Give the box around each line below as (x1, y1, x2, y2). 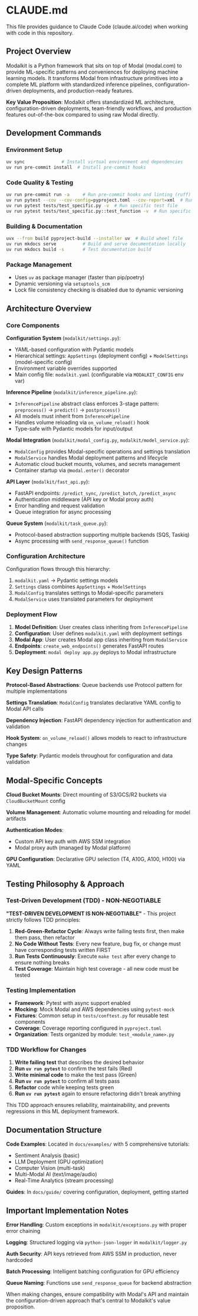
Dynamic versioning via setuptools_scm (14, 280, 110, 287)
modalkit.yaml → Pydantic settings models (14, 577, 118, 584)
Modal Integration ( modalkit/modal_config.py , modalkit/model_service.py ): (6, 437, 190, 444)
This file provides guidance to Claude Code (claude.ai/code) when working (6, 23, 189, 30)
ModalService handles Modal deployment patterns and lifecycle (14, 454, 168, 461)
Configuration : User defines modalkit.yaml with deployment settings (14, 630, 183, 637)
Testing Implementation (6, 986, 76, 994)
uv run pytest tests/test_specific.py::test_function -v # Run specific (6, 209, 192, 214)
